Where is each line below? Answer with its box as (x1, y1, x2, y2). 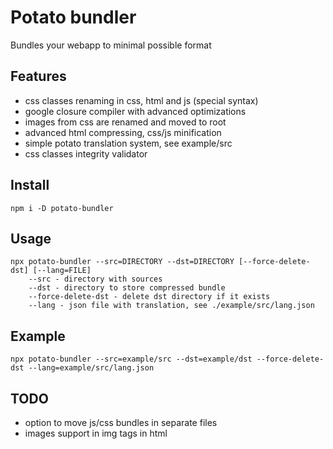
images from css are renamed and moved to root (24, 116, 227, 128)
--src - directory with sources (28, 274, 163, 285)
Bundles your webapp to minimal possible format (10, 39, 212, 51)
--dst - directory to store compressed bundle (28, 283, 226, 293)
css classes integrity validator (24, 147, 148, 160)
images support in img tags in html (24, 427, 168, 439)
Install (10, 177, 50, 194)
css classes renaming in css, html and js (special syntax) (24, 94, 259, 106)
